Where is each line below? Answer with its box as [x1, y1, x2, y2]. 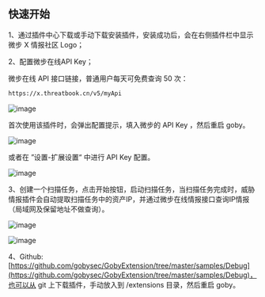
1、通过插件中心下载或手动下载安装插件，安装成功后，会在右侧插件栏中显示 [8, 30, 254, 40]
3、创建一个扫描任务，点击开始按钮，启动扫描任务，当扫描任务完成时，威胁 [8, 185, 256, 194]
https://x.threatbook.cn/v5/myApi [8, 89, 123, 97]
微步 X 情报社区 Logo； [8, 40, 85, 49]
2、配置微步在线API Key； [8, 56, 93, 66]
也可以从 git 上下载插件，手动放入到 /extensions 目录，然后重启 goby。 [8, 280, 240, 289]
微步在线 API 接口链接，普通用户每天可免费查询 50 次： [8, 74, 188, 83]
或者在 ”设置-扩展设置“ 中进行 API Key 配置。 [8, 152, 155, 162]
